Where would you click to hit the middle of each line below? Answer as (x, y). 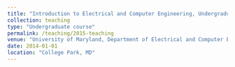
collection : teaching (39, 20)
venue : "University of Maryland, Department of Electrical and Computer (115, 40)
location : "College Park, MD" (51, 53)
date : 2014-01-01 (33, 46)
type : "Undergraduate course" (51, 27)
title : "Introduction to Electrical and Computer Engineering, (101, 14)
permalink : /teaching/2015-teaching (60, 33)
